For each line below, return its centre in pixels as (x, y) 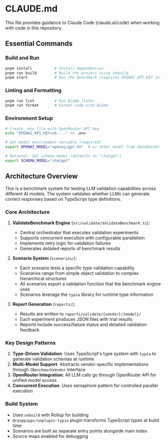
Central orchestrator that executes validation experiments (79, 232)
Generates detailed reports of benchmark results (70, 248)
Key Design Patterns (30, 342)
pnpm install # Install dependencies (54, 68)
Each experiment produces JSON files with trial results (76, 319)
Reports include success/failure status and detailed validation (83, 324)
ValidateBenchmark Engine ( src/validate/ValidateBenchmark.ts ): (81, 223)
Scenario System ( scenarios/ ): (45, 258)
